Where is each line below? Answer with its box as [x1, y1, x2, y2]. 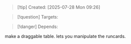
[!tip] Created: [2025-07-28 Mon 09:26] [17, 4, 101, 10]
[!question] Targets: [17, 14, 59, 19]
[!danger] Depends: [17, 23, 58, 29]
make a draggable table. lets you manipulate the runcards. [5, 33, 126, 39]
